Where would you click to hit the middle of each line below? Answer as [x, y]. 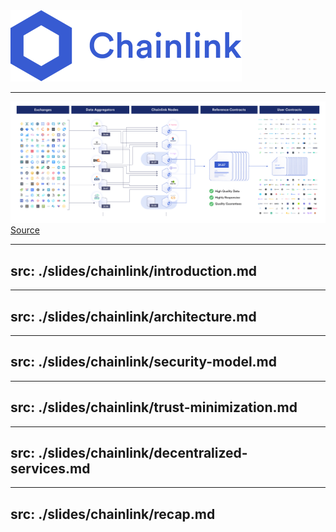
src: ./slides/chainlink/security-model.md [144, 362]
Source [25, 230]
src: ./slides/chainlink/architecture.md [133, 316]
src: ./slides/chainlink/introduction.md [134, 270]
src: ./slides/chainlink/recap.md [113, 514]
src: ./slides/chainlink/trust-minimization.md [154, 407]
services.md [50, 469]
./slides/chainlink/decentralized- [143, 453]
